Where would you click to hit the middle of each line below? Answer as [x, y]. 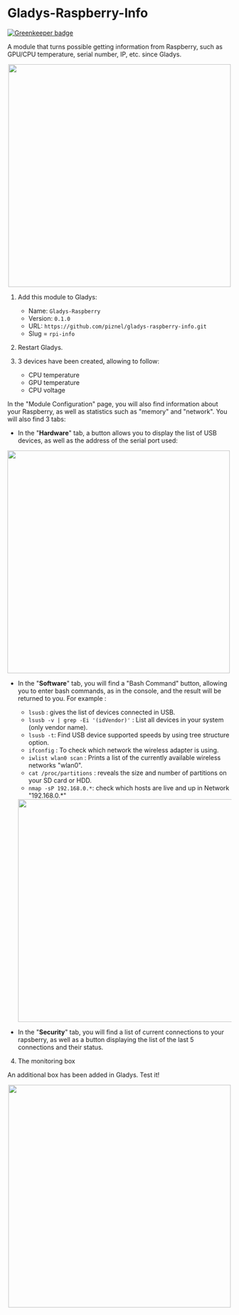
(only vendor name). [58, 727]
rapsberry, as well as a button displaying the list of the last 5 [106, 1039]
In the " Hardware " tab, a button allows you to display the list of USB [117, 433]
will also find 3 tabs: [37, 419]
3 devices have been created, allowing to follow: [89, 361]
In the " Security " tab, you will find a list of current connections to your [121, 1032]
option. [39, 742]
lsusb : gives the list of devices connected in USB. [102, 712]
